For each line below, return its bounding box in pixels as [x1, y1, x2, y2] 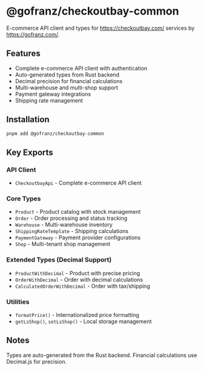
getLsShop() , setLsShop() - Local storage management [15, 318, 152, 325]
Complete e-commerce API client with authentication [15, 64, 147, 72]
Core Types [6, 194, 41, 203]
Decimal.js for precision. [6, 358, 67, 365]
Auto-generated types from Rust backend [15, 71, 120, 78]
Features [6, 49, 41, 59]
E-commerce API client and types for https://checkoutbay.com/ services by [6, 24, 195, 32]
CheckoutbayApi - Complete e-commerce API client [15, 179, 142, 186]
